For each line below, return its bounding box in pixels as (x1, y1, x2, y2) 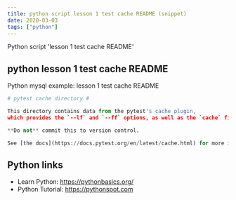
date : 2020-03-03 (7, 17, 58, 24)
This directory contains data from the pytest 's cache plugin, (7, 108, 197, 115)
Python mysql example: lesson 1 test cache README (7, 81, 159, 90)
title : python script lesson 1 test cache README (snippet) (7, 10, 188, 18)
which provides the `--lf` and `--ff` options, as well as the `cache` (7, 114, 221, 121)
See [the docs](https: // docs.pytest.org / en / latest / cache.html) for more (7, 140, 225, 147)
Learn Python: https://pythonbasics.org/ (17, 178, 134, 186)
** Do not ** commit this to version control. (7, 127, 140, 134)
